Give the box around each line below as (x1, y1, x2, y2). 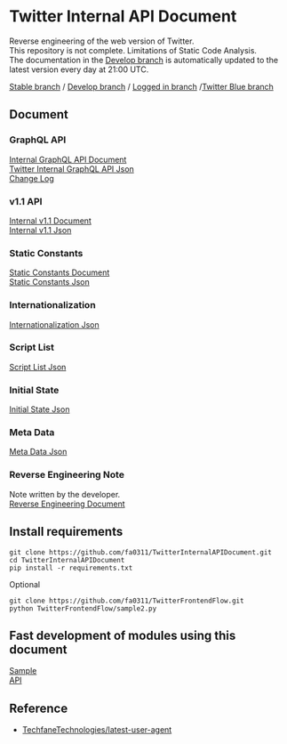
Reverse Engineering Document (9, 498, 126, 509)
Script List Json (9, 361, 67, 372)
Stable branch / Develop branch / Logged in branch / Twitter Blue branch (9, 81, 274, 92)
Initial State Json (9, 404, 70, 415)
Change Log (9, 173, 55, 183)
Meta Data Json (9, 447, 68, 457)
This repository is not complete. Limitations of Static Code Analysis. (9, 44, 258, 55)
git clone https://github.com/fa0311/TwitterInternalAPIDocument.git (9, 547, 273, 557)
